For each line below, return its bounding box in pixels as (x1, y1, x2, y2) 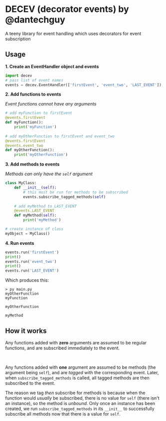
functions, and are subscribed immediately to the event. (5, 345, 120, 351)
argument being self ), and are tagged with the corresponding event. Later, (5, 369, 159, 375)
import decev (5, 73, 32, 78)
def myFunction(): (5, 120, 43, 125)
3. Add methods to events (5, 161, 60, 167)
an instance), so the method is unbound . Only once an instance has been (5, 400, 156, 406)
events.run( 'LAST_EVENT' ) (5, 268, 59, 273)
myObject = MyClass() (5, 231, 50, 236)
